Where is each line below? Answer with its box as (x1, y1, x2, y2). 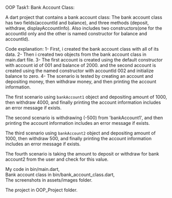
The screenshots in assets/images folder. (5, 177, 92, 183)
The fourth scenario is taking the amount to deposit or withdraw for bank (5, 151, 159, 157)
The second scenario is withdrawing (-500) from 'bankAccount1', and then (5, 115, 163, 121)
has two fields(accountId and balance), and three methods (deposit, (5, 20, 149, 26)
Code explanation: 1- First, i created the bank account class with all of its (5, 46, 159, 52)
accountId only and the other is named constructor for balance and (5, 31, 147, 36)
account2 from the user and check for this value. (5, 156, 109, 162)
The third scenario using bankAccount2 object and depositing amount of (5, 130, 156, 136)
